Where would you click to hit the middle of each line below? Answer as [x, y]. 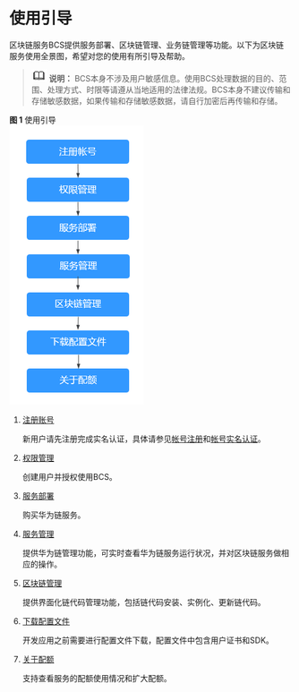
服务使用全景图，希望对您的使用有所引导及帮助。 [99, 56]
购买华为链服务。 [54, 515]
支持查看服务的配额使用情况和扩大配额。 [97, 678]
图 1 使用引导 [33, 120]
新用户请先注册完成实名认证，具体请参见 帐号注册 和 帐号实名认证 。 [144, 439]
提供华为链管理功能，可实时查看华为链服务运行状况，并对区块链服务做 [152, 552]
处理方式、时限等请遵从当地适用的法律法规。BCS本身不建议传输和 [169, 90]
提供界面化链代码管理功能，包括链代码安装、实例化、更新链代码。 [144, 602]
